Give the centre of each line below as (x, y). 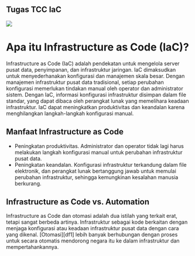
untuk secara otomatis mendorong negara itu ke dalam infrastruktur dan (93, 241)
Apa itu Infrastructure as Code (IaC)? (97, 47)
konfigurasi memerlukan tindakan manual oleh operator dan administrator (95, 88)
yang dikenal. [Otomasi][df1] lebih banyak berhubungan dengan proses (92, 235)
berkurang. (28, 183)
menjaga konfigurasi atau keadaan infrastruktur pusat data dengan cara (93, 228)
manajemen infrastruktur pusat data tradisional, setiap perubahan (85, 82)
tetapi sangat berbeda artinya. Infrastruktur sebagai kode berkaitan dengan (97, 222)
